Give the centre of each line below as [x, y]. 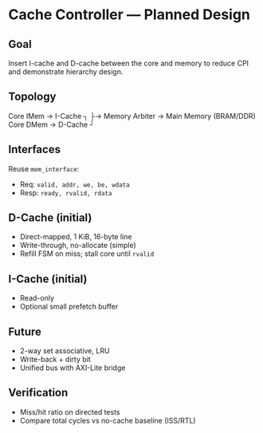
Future [25, 331]
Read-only [37, 298]
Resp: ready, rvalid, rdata [66, 192]
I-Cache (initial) [48, 279]
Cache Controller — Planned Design [130, 15]
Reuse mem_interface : [44, 168]
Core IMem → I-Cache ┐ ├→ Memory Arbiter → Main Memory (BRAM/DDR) [132, 116]
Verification [38, 393]
